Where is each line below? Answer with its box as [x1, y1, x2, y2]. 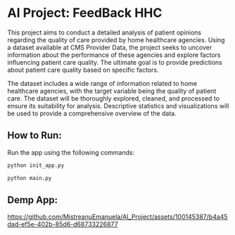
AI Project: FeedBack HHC [7, 5, 163, 21]
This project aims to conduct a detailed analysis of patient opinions [7, 28, 202, 37]
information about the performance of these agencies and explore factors [7, 51, 221, 59]
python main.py [7, 174, 52, 182]
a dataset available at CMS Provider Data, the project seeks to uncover [7, 43, 212, 51]
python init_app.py [7, 162, 65, 169]
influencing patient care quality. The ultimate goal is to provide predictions [7, 58, 223, 66]
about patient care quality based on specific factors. [7, 65, 160, 74]
